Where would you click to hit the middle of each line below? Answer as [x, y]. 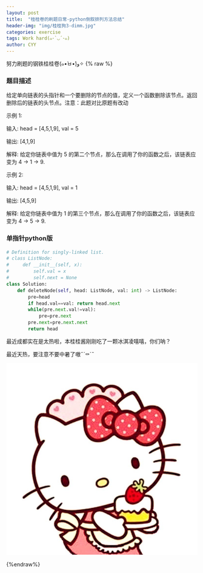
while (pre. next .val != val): [62, 310]
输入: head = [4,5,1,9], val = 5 [42, 129]
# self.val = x [36, 271]
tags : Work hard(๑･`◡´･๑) [38, 39]
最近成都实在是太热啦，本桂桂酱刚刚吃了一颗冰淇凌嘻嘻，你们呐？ [88, 341]
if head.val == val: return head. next [74, 303]
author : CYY [21, 45]
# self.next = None [42, 278]
